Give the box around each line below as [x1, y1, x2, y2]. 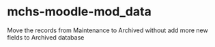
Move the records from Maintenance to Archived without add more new [7, 26, 208, 34]
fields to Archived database [7, 33, 85, 41]
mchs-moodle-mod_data [7, 4, 152, 19]
